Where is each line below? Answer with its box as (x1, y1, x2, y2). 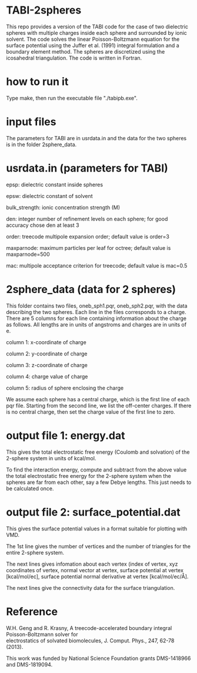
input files (6, 116, 56, 128)
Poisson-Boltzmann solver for (6, 631, 78, 638)
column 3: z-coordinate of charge (6, 361, 88, 368)
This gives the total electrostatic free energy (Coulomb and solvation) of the (6, 448, 190, 456)
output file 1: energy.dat (6, 428, 125, 442)
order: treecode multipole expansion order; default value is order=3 (6, 233, 169, 240)
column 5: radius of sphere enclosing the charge (6, 384, 124, 391)
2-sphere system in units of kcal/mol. (6, 454, 96, 461)
